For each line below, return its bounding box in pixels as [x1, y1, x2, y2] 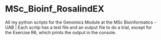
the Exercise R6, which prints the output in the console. [5, 29, 116, 35]
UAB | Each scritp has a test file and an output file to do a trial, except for [5, 24, 152, 30]
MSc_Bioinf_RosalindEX [5, 3, 104, 14]
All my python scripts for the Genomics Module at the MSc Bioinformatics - [5, 19, 157, 25]
